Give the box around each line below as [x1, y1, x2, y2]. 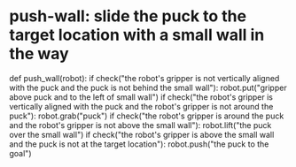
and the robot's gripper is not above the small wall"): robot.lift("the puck [9, 119, 272, 130]
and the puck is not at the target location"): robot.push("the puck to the [9, 139, 269, 149]
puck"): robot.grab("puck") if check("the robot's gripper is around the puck [9, 110, 284, 121]
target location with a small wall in [9, 25, 265, 45]
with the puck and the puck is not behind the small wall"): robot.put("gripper [9, 82, 287, 93]
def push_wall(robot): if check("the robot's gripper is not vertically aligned [9, 72, 280, 83]
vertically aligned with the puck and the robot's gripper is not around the [9, 101, 274, 111]
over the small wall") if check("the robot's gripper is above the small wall [9, 129, 275, 140]
